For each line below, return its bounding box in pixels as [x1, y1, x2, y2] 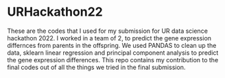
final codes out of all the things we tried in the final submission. [7, 63, 186, 71]
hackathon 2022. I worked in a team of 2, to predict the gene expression [7, 34, 211, 42]
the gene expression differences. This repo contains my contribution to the [7, 55, 219, 64]
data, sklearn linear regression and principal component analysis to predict [7, 49, 219, 57]
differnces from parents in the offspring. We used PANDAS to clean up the [7, 41, 217, 49]
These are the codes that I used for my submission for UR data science [7, 27, 208, 35]
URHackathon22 [7, 4, 103, 20]
